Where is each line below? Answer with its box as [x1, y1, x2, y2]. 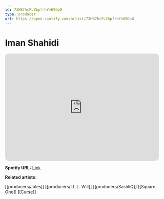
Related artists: [5, 174, 37, 180]
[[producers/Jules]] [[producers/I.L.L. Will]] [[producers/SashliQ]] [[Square [5, 184, 156, 190]
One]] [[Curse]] [5, 189, 36, 195]
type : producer [5, 12, 36, 17]
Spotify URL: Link [5, 165, 41, 171]
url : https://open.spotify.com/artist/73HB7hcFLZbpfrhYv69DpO [5, 16, 134, 21]
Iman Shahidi [5, 37, 60, 48]
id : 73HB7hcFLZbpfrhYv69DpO [5, 7, 62, 12]
